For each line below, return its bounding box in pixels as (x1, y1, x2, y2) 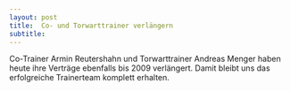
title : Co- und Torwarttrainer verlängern (9, 21, 174, 30)
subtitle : (9, 29, 46, 38)
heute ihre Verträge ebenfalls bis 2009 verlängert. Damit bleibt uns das (9, 63, 270, 73)
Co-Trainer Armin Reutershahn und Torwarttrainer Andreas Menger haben (9, 54, 281, 64)
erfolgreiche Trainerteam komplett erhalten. (9, 72, 170, 83)
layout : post (9, 12, 58, 22)
